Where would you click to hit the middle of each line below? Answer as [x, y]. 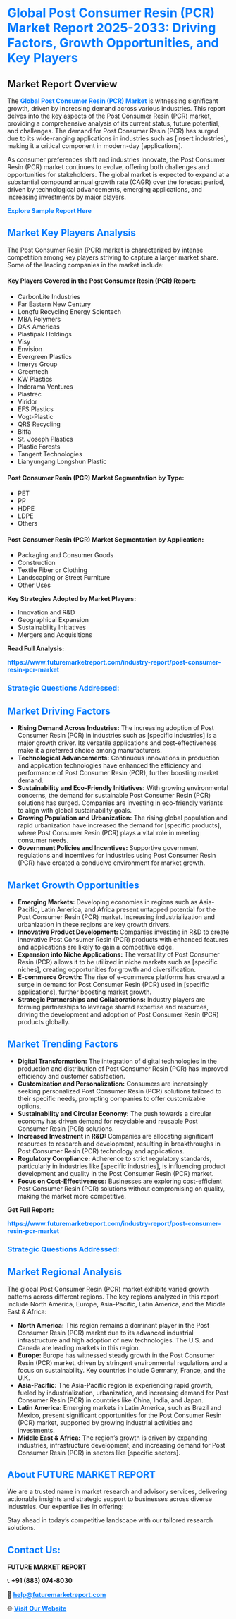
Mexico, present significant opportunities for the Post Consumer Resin [119, 1415]
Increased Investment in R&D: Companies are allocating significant [116, 1136]
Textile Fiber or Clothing [52, 570]
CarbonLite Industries [49, 297]
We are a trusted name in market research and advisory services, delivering [117, 1492]
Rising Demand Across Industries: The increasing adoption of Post [116, 728]
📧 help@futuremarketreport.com [57, 1595]
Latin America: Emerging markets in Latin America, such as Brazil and [119, 1407]
